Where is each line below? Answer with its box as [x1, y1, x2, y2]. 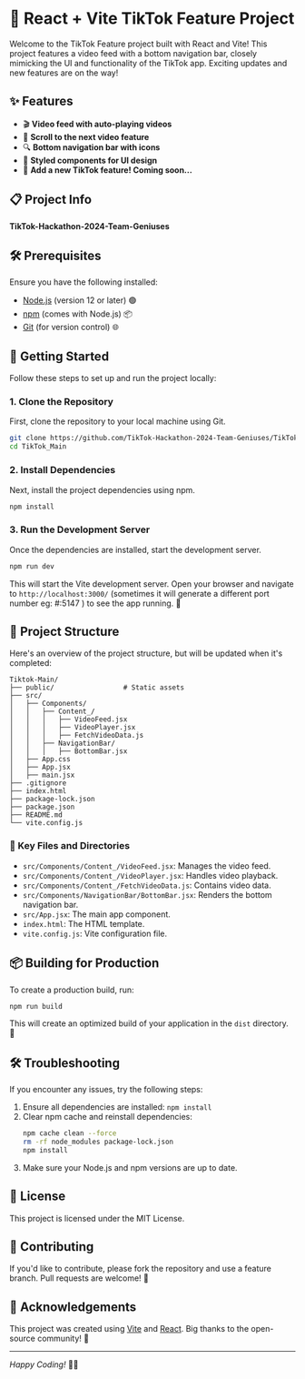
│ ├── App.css [9, 755, 71, 764]
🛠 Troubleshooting [9, 1055, 121, 1071]
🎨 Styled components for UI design [22, 155, 157, 166]
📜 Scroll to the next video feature [22, 131, 150, 142]
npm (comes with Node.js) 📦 [22, 308, 133, 319]
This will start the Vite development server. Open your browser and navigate [9, 578, 294, 589]
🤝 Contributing [9, 1239, 94, 1254]
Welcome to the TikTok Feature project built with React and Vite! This [9, 38, 268, 49]
